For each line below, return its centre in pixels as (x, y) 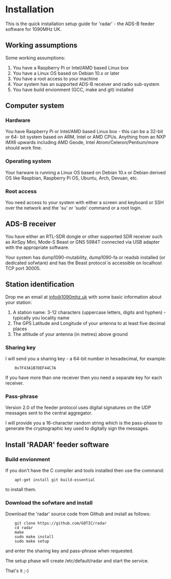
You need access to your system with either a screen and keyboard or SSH (85, 203)
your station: (19, 302)
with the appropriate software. (37, 247)
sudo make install (34, 537)
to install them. (21, 489)
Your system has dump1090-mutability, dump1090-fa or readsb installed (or (85, 257)
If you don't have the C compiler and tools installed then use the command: (85, 470)
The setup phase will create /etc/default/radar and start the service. (77, 561)
